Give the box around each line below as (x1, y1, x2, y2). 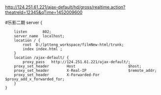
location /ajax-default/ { (14, 55, 69, 60)
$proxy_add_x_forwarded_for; (5, 77, 65, 82)
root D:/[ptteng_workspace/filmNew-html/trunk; (23, 42, 124, 47)
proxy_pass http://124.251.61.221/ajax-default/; (23, 60, 131, 64)
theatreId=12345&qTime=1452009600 (5, 9, 82, 15)
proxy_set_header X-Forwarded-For (14, 72, 100, 77)
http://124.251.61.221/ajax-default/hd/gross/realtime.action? (5, 4, 126, 10)
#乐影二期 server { (5, 20, 43, 25)
